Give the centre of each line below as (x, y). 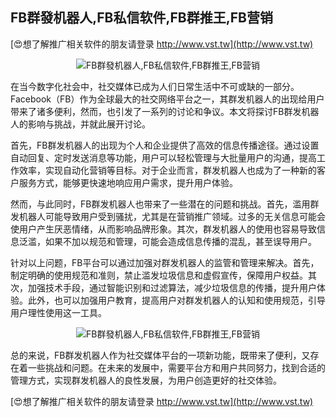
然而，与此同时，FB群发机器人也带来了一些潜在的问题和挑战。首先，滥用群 (165, 204)
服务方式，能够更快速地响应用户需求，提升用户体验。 (128, 182)
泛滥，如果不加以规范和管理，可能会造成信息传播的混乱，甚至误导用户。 (167, 241)
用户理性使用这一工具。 (58, 312)
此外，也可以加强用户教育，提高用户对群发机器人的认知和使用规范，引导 (176, 300)
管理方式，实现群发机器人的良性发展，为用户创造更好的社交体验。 (146, 380)
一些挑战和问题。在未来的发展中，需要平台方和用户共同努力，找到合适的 (176, 367)
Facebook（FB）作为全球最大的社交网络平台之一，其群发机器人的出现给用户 (167, 99)
